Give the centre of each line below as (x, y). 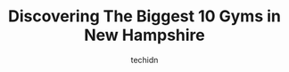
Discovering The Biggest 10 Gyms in (144, 16)
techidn (144, 60)
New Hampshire (144, 35)
